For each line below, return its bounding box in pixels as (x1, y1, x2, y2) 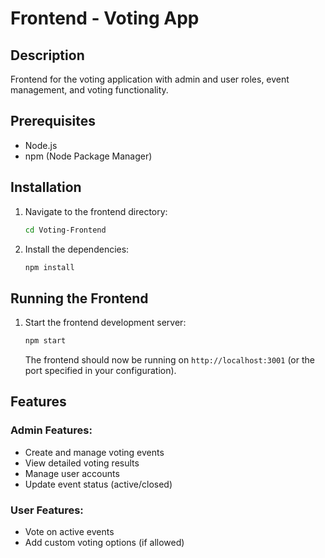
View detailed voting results (24, 457, 140, 469)
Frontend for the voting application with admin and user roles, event (10, 73, 290, 85)
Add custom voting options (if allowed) (24, 537, 185, 549)
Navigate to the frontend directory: (24, 205, 168, 217)
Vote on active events (24, 526, 115, 538)
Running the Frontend (10, 290, 149, 307)
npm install (24, 262, 75, 272)
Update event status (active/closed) (24, 478, 173, 490)
